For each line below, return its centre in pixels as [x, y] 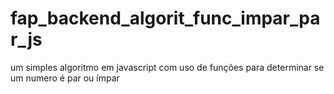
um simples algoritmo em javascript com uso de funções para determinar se [167, 67]
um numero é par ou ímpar [65, 78]
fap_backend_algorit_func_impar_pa [165, 18]
